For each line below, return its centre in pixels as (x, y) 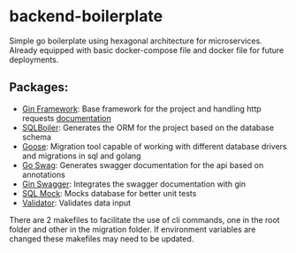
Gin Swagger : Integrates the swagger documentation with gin (134, 184)
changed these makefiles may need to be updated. (102, 238)
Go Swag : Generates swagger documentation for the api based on (143, 165)
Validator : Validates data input (76, 203)
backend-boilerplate (86, 16)
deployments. (34, 59)
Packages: (39, 87)
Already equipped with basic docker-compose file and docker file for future (147, 50)
